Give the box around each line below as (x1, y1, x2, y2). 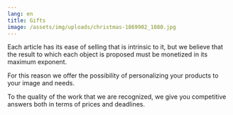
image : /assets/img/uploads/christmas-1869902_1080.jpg (7, 23, 176, 30)
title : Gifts (7, 17, 46, 24)
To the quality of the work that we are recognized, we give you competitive (7, 92, 227, 101)
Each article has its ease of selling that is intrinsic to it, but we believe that (7, 43, 224, 52)
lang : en (7, 10, 33, 18)
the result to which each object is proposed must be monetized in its (7, 50, 208, 59)
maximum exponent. (7, 58, 67, 66)
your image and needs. (7, 79, 75, 87)
